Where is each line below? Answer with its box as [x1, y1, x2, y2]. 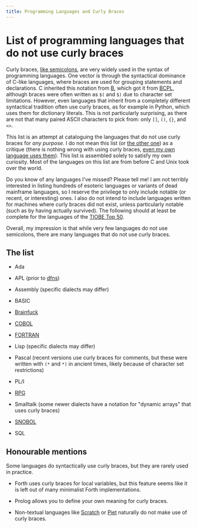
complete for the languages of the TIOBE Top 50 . [6, 213, 125, 220]
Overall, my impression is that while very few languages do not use [6, 224, 168, 232]
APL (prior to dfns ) [14, 275, 60, 282]
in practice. [6, 469, 33, 476]
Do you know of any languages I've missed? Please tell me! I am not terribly [6, 175, 189, 182]
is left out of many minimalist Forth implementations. [14, 486, 141, 493]
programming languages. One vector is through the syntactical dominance [6, 72, 186, 79]
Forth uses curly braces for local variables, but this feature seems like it [14, 480, 188, 487]
